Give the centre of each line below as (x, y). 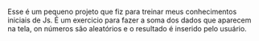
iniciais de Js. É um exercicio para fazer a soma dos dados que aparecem (129, 20)
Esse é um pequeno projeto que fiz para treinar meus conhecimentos (122, 12)
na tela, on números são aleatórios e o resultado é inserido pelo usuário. (127, 29)
